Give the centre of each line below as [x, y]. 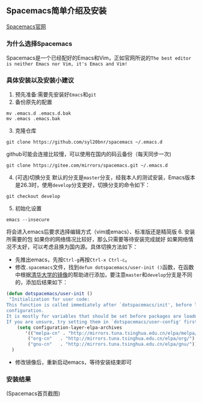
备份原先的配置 [33, 102]
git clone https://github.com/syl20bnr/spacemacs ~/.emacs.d [84, 142]
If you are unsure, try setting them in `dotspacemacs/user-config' [94, 322]
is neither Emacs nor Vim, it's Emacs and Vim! [67, 64]
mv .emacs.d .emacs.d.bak [38, 113]
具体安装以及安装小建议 [40, 80]
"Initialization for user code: [49, 300]
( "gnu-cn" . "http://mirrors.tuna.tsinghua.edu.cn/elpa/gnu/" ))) [114, 344]
